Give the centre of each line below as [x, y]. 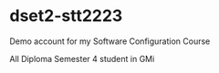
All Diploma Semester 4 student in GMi [82, 58]
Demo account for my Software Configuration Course [110, 41]
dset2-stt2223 [66, 16]
